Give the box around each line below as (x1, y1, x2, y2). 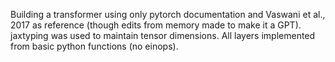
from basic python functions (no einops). (10, 40, 179, 52)
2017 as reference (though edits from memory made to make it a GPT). (10, 19, 302, 31)
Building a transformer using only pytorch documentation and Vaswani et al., (10, 9, 326, 20)
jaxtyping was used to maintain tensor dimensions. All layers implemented (10, 30, 316, 41)
